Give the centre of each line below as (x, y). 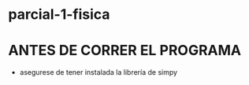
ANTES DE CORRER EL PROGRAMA (125, 51)
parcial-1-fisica (59, 15)
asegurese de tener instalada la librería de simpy (98, 72)
